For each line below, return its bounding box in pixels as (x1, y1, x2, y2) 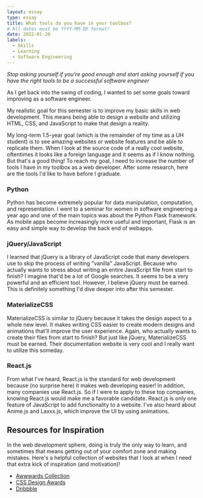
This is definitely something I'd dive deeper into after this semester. (7, 286, 175, 293)
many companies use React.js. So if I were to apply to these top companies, (7, 388, 196, 395)
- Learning (12, 48, 40, 54)
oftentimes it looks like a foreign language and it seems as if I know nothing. (7, 151, 196, 158)
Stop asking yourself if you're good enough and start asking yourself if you (7, 70, 195, 77)
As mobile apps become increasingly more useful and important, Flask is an (7, 218, 196, 225)
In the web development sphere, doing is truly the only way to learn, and (7, 441, 187, 448)
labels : (7, 37, 27, 43)
